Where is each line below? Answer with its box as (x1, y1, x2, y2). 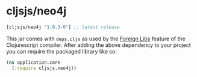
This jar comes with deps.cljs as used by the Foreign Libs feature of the (6, 35, 186, 42)
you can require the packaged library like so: (6, 48, 117, 55)
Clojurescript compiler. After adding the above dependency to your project (6, 41, 191, 49)
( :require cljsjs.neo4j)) (11, 65, 77, 71)
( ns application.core (6, 59, 61, 66)
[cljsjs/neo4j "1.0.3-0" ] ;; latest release (6, 24, 120, 30)
